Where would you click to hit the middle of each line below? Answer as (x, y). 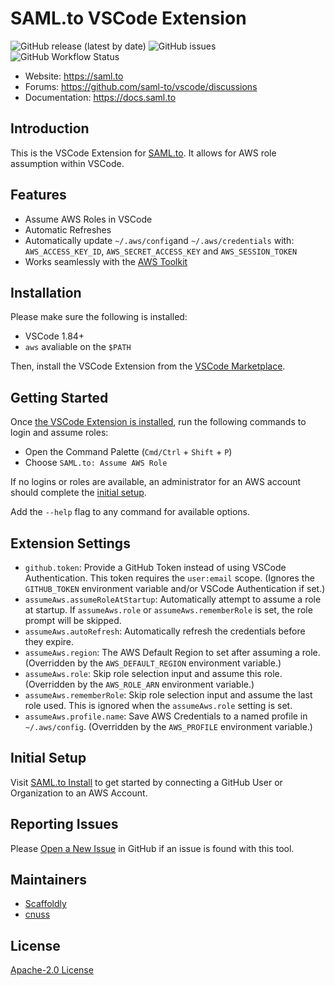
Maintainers (49, 880)
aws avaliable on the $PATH (78, 347)
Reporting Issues (64, 824)
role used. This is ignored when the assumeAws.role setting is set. (158, 705)
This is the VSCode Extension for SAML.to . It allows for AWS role (143, 153)
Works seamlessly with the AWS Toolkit (106, 261)
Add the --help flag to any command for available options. (130, 512)
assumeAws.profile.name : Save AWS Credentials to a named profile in (166, 716)
